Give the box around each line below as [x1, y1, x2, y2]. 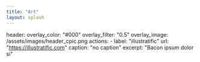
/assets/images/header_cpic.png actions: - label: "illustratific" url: [6, 37, 169, 45]
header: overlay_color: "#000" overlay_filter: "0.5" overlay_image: [6, 31, 169, 38]
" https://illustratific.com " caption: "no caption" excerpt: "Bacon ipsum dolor [6, 43, 194, 51]
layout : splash [6, 14, 45, 20]
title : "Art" [6, 8, 39, 15]
